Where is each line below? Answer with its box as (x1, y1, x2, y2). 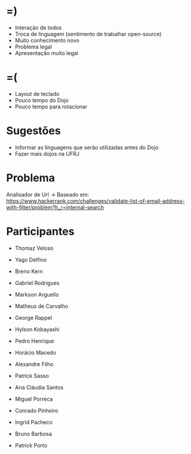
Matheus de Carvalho (14, 302, 68, 310)
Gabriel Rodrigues (14, 279, 60, 286)
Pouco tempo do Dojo (14, 96, 69, 104)
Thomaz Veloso (14, 244, 54, 252)
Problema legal (14, 43, 52, 50)
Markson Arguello (14, 290, 59, 298)
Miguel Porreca (14, 395, 53, 402)
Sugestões (6, 124, 61, 138)
